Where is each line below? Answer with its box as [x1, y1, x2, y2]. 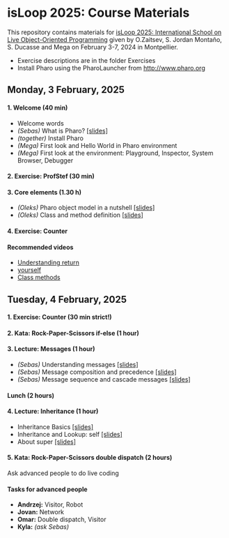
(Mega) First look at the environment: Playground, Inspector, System [17, 149, 214, 157]
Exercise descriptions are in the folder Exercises [17, 56, 156, 64]
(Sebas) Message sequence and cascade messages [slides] [17, 375, 191, 383]
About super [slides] [17, 438, 77, 446]
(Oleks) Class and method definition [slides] [17, 211, 144, 219]
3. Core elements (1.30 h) [7, 188, 82, 196]
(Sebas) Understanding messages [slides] [17, 360, 139, 368]
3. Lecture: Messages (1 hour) [7, 345, 95, 353]
